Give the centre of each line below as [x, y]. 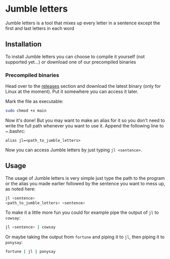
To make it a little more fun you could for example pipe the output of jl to [82, 213]
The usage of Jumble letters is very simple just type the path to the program [85, 178]
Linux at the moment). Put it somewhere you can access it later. [72, 91]
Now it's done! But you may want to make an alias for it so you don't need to [85, 120]
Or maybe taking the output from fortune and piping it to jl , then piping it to [85, 237]
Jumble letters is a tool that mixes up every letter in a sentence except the [83, 23]
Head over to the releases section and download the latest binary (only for [83, 86]
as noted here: [20, 189]
